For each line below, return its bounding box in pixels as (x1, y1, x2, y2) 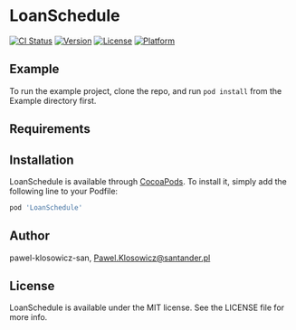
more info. (9, 312, 48, 323)
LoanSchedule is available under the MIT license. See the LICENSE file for (9, 302, 285, 313)
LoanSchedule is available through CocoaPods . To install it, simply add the (9, 175, 287, 186)
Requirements (9, 121, 91, 137)
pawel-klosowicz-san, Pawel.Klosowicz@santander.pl (9, 252, 211, 263)
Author (9, 228, 50, 244)
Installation (9, 152, 74, 167)
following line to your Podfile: (9, 185, 119, 196)
